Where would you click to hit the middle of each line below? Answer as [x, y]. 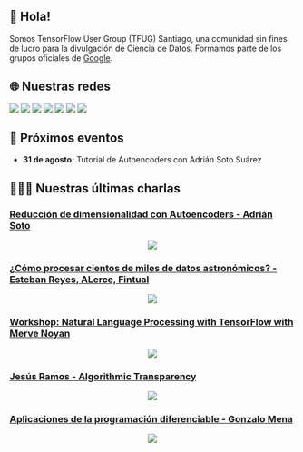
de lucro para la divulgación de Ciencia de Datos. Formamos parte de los [146, 48]
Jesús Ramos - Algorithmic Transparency [103, 376]
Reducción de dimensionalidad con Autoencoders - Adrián [142, 214]
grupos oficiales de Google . [61, 58]
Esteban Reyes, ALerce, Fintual [79, 280]
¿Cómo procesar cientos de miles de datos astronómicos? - [143, 269]
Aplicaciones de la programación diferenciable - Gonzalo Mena [151, 418]
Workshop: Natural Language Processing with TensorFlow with [151, 322]
